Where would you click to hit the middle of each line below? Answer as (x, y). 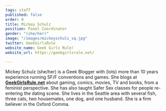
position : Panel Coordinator (36, 29)
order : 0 (15, 19)
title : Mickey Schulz (28, 24)
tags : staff (18, 10)
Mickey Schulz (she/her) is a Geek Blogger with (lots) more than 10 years (82, 71)
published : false (24, 15)
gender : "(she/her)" (27, 34)
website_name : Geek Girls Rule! (39, 48)
